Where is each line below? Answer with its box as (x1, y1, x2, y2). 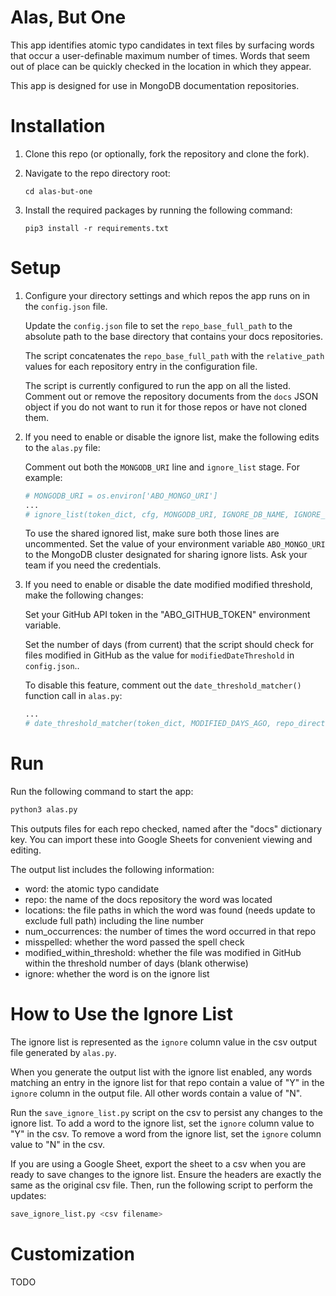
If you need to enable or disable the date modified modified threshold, (24, 579, 313, 591)
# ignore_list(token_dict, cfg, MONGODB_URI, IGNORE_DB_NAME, (24, 509, 290, 520)
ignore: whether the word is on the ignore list (24, 968, 210, 980)
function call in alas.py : (24, 690, 123, 702)
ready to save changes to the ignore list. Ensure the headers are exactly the (10, 1168, 322, 1180)
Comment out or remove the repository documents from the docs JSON (24, 390, 319, 402)
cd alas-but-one (24, 186, 93, 196)
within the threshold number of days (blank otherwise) (24, 957, 249, 969)
